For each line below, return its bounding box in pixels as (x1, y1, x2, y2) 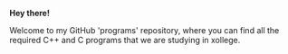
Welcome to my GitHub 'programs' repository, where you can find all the (9, 25, 280, 35)
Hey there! (9, 8, 50, 18)
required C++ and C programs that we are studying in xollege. (9, 35, 241, 45)
